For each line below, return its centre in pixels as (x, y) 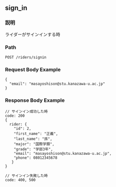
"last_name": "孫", (33, 139)
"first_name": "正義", (36, 133)
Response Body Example (35, 100)
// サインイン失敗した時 (26, 176)
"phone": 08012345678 (35, 158)
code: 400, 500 (20, 180)
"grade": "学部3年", (33, 149)
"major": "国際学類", (34, 144)
